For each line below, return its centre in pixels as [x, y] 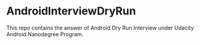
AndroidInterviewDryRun [71, 11]
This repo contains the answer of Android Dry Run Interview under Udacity [100, 28]
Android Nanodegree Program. [45, 34]
